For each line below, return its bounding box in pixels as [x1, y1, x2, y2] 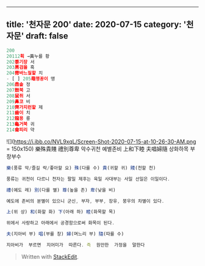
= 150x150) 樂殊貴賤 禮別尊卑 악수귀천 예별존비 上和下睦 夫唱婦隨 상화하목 [6, 145, 189, 153]
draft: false [25, 31, 68, 41]
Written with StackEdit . [21, 253, 79, 260]
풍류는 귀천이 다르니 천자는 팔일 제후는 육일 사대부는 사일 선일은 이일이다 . [6, 176, 170, 182]
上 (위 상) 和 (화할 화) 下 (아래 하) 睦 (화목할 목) [6, 209, 116, 215]
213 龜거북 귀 [6, 121, 35, 128]
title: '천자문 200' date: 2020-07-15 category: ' [6, 20, 187, 30]
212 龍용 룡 [6, 115, 31, 122]
